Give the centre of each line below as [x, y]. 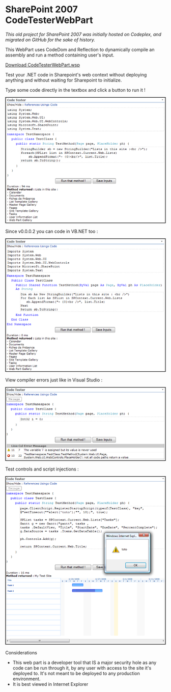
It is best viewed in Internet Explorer [50, 684]
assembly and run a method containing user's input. [60, 55]
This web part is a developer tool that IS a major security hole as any [84, 662]
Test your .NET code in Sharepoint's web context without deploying [76, 74]
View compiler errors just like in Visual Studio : [54, 380]
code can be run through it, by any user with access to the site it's [82, 668]
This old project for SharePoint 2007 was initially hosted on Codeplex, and [83, 34]
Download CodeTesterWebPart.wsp [43, 65]
